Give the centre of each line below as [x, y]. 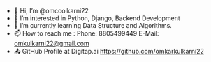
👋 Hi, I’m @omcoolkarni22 [51, 11]
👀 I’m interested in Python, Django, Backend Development [97, 18]
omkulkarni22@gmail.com [51, 43]
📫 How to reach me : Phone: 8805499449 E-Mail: [86, 33]
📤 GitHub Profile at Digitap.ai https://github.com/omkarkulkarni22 [109, 51]
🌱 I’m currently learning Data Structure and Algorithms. [93, 25]
